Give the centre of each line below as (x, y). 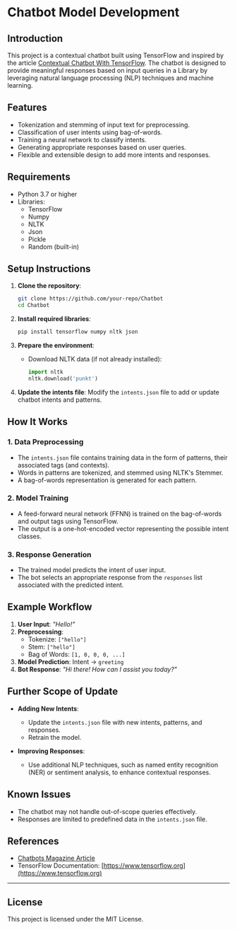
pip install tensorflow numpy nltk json (78, 332)
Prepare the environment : (56, 345)
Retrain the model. (55, 737)
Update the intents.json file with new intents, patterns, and (115, 722)
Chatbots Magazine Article (56, 858)
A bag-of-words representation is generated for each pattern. (107, 480)
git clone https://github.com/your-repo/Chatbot (90, 299)
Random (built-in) (54, 246)
